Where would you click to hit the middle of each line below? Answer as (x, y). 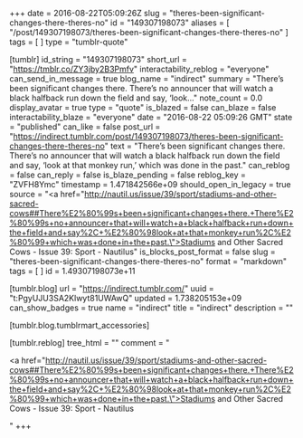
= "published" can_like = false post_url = (85, 127)
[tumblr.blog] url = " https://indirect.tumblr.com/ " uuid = (112, 288)
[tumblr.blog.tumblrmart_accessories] (80, 325)
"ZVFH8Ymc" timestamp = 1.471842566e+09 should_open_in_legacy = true (150, 184)
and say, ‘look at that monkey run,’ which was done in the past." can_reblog (150, 165)
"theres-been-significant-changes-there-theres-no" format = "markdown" (148, 261)
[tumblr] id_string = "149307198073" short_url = (98, 59)
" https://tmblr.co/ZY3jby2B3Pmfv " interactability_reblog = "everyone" (139, 69)
